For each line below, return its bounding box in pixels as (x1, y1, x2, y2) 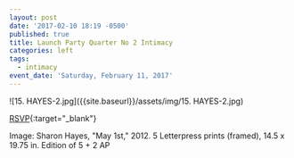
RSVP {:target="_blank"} (9, 112, 97, 123)
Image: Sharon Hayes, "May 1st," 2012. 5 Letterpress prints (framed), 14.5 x (9, 130, 285, 141)
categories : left (9, 46, 74, 55)
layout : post (9, 12, 58, 22)
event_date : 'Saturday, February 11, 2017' (9, 71, 174, 80)
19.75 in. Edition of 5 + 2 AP (9, 139, 110, 150)
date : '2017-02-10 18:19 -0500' (9, 21, 129, 30)
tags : (9, 54, 29, 63)
